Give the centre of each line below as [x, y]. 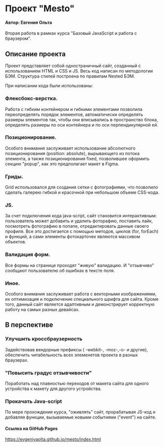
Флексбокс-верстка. [31, 99]
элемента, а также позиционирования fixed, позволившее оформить [77, 158]
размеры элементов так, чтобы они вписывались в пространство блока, [82, 119]
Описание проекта [35, 54]
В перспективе [29, 325]
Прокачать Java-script [34, 401]
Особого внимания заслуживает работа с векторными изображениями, [81, 294]
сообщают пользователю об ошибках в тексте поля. [60, 270]
